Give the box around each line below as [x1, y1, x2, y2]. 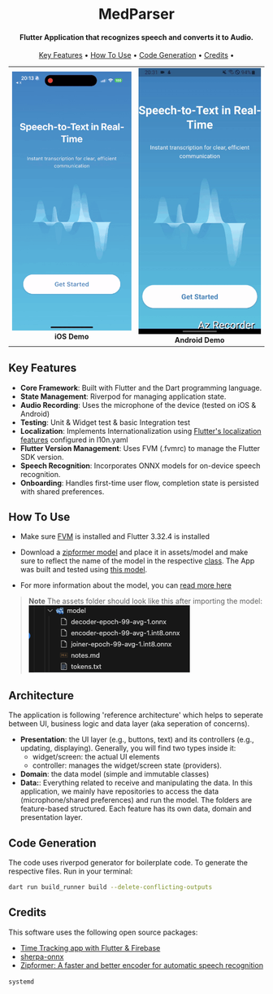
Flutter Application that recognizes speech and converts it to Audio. [19, 32, 254, 42]
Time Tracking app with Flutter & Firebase [19, 943, 161, 952]
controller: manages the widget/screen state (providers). [32, 760, 222, 770]
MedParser [98, 5, 175, 24]
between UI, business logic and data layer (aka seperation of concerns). [8, 719, 250, 729]
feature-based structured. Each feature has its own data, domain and [19, 804, 252, 814]
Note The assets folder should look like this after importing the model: [28, 596, 262, 606]
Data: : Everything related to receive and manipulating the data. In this [19, 778, 253, 788]
